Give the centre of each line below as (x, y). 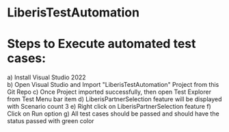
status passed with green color (51, 121)
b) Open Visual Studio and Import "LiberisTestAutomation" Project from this (113, 85)
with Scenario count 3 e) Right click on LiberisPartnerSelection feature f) (109, 107)
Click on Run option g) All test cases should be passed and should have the (113, 114)
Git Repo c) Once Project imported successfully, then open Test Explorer (109, 92)
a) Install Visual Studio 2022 (47, 77)
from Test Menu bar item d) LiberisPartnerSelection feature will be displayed (114, 99)
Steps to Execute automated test (102, 44)
